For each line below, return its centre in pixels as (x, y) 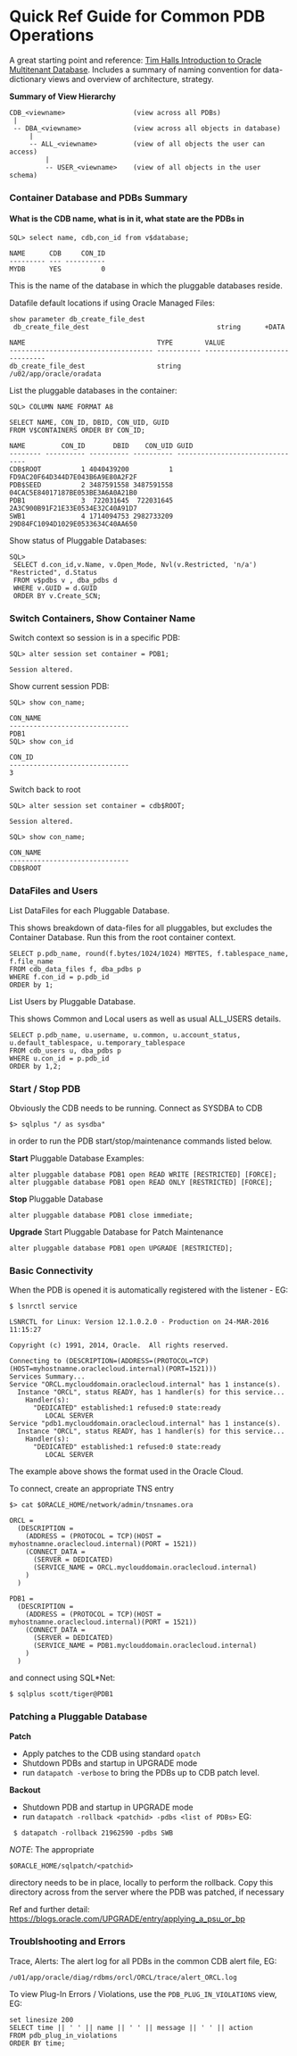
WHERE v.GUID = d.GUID (55, 588)
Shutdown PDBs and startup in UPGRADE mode (110, 1763)
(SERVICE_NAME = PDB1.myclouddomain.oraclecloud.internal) (144, 1646)
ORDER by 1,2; (36, 1066)
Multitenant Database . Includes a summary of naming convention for (135, 70)
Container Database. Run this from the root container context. (123, 937)
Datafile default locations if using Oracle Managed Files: (112, 303)
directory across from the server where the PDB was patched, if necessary (147, 1892)
